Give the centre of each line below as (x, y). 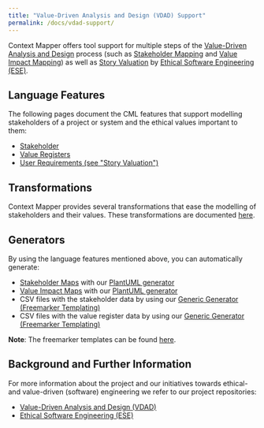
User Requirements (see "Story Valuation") (89, 163)
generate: (24, 267)
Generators (37, 240)
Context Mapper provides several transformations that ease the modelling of (132, 207)
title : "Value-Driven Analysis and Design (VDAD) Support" (107, 15)
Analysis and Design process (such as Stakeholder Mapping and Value (123, 54)
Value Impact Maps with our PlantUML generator (99, 290)
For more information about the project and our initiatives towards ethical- (128, 383)
